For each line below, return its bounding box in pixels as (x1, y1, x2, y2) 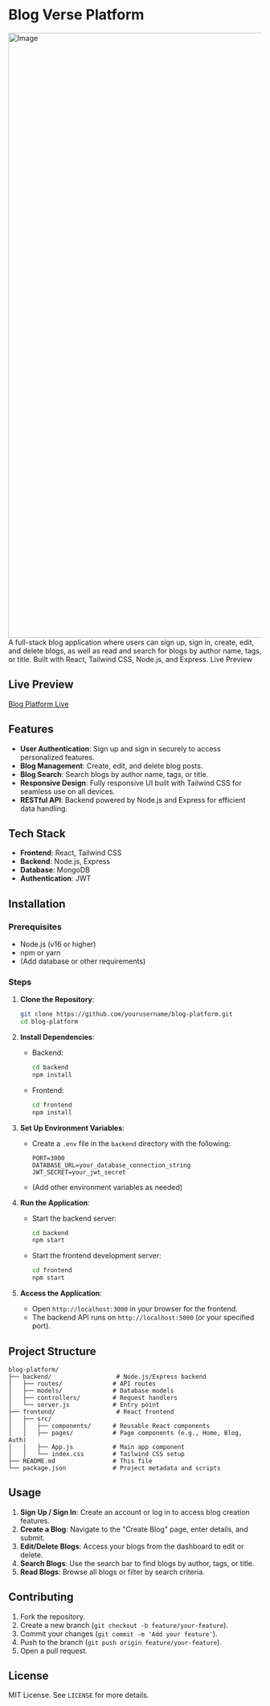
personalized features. (19, 752, 95, 762)
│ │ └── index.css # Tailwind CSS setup (8, 1450, 185, 1458)
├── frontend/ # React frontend (8, 1408, 174, 1416)
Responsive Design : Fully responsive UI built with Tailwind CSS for (19, 778, 243, 788)
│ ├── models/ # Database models (8, 1386, 174, 1395)
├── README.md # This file (8, 1457, 153, 1465)
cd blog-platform (19, 1018, 79, 1026)
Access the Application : (19, 1288, 102, 1299)
